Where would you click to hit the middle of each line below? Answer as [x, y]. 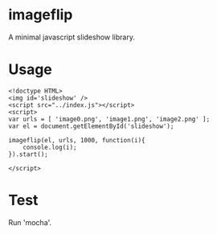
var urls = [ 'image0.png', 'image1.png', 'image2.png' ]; [109, 119]
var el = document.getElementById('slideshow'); [91, 126]
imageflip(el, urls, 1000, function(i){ [77, 140]
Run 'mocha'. [30, 222]
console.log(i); [50, 147]
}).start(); [28, 154]
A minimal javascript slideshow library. [72, 37]
